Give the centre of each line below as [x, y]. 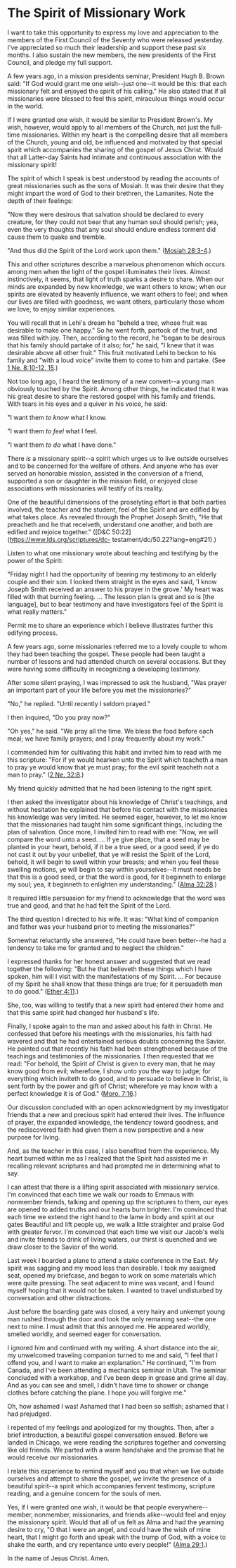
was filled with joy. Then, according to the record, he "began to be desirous [117, 338]
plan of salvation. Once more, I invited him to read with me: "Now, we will [113, 832]
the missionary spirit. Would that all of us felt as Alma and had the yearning [116, 1522]
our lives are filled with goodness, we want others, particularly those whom [116, 302]
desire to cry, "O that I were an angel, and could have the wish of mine [109, 1529]
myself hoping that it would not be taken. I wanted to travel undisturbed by [115, 1290]
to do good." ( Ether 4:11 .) [43, 991]
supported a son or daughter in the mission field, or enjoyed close [103, 481]
